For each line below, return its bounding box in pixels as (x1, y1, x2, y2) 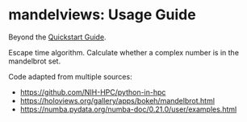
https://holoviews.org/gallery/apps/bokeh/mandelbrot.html (19, 96, 216, 105)
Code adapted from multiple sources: (8, 71, 132, 81)
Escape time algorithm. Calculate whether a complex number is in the (8, 47, 240, 57)
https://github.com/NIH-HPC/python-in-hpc (19, 87, 166, 97)
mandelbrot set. (8, 56, 61, 66)
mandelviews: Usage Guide (8, 6, 196, 24)
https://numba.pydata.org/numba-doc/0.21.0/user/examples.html (19, 104, 237, 114)
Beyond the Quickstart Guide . (8, 32, 107, 42)
